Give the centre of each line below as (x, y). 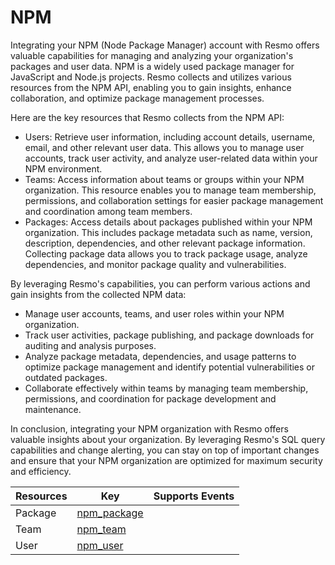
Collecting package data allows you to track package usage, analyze (166, 253)
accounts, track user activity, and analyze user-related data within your (171, 158)
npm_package (110, 513)
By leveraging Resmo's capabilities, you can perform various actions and (160, 283)
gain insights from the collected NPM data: (98, 294)
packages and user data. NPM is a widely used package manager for (152, 66)
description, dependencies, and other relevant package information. (165, 243)
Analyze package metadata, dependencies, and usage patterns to (160, 356)
